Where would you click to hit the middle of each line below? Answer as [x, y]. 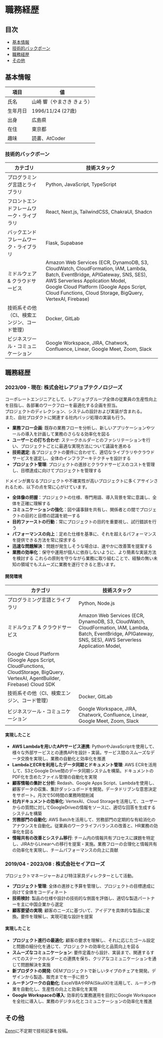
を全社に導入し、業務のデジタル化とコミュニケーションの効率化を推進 [82, 1001]
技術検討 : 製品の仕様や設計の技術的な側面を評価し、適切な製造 [75, 898]
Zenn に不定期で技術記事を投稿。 [38, 1031]
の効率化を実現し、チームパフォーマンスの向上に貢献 [65, 850]
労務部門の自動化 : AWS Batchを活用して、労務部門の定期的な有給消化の [84, 819]
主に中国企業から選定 [42, 904]
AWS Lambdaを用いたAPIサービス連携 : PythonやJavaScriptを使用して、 [84, 746]
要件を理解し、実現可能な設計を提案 [57, 916]
